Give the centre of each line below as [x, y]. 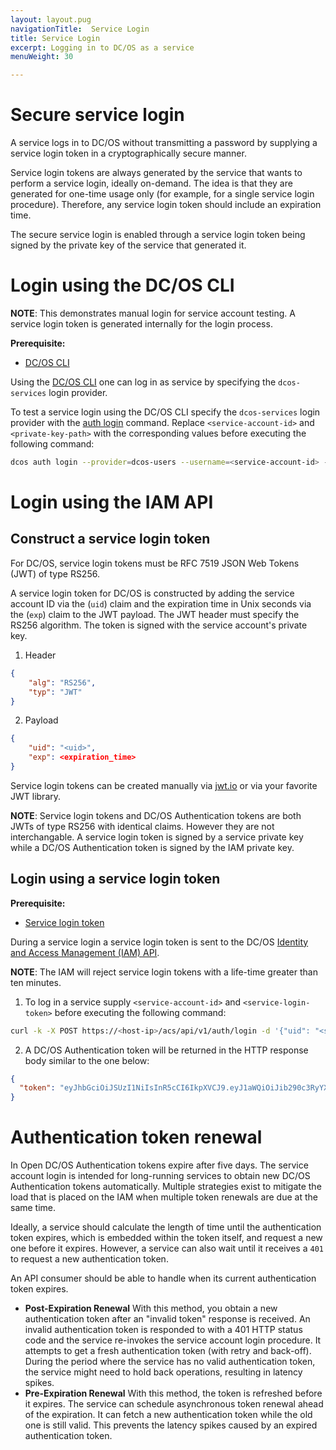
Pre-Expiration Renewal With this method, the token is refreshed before [173, 1393]
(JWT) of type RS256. [55, 573]
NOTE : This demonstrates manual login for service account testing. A [153, 313]
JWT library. [36, 796]
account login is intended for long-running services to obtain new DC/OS [160, 1176]
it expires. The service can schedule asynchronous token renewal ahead [174, 1404]
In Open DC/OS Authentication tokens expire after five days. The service [159, 1165]
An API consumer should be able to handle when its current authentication [163, 1278]
